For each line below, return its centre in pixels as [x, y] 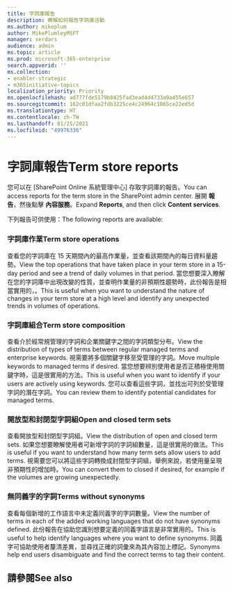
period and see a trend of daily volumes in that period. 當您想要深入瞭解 [122, 273]
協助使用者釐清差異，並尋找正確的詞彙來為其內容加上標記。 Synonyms [120, 546]
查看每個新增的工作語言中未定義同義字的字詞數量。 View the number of [109, 513]
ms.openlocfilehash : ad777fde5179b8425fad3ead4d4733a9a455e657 [101, 98]
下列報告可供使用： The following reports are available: [85, 219]
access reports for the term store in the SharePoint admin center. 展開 [107, 196]
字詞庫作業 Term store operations [63, 239]
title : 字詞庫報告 [31, 14]
